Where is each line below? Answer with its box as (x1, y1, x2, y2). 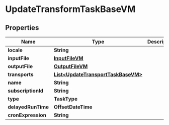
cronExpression (8, 111, 47, 118)
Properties (5, 23, 39, 32)
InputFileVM (53, 55, 84, 61)
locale (8, 46, 23, 53)
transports (8, 71, 34, 78)
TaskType (53, 95, 78, 102)
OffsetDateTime (53, 103, 93, 110)
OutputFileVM (53, 63, 88, 69)
